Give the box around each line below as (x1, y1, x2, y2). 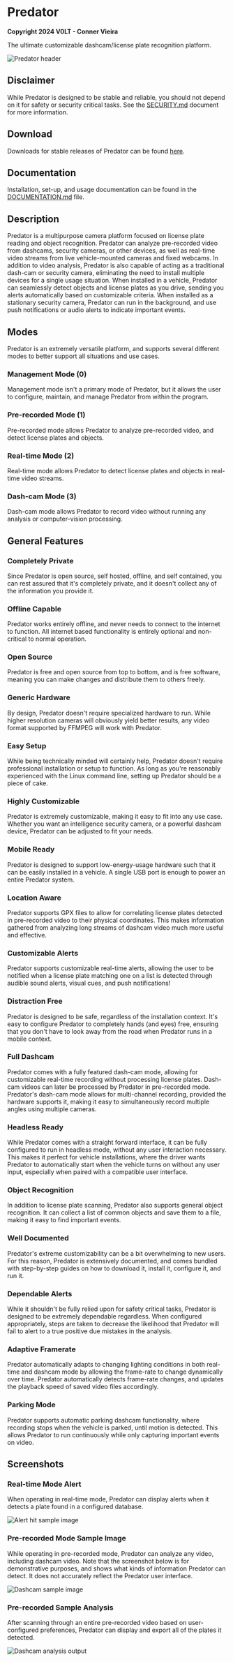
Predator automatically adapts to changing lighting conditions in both (7, 1360, 206, 1369)
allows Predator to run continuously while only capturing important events (7, 1430, 220, 1439)
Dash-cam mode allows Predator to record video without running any (7, 507, 206, 516)
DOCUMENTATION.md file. (7, 193, 85, 201)
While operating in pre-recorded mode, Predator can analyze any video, (7, 1549, 214, 1557)
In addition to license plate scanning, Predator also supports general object (7, 1201, 223, 1210)
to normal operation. (28, 635, 87, 643)
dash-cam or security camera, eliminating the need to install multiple (7, 269, 204, 277)
